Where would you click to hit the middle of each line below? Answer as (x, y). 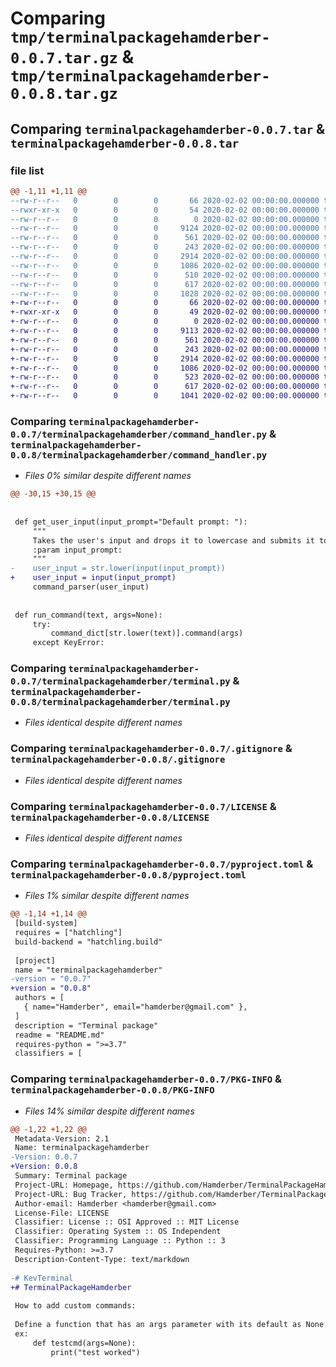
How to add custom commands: (75, 1306)
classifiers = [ (48, 1053)
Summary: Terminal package (71, 1176)
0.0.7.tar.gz (64, 58)
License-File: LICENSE (62, 1213)
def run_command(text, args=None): (88, 615)
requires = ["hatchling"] (68, 933)
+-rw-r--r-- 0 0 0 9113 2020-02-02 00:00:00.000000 (165, 331)
